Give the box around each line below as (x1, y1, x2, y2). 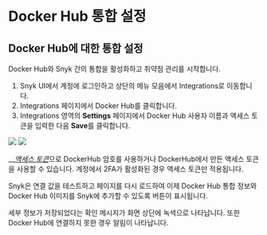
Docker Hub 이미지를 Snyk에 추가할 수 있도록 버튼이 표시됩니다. (8, 191, 209, 200)
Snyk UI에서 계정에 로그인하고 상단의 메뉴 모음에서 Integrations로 (19, 81, 226, 90)
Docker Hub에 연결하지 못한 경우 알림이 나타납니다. (8, 218, 169, 227)
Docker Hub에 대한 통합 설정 (8, 41, 143, 55)
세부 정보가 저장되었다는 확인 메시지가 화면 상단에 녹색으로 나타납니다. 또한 (8, 208, 241, 217)
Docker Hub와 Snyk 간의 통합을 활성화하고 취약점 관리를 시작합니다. (8, 65, 222, 73)
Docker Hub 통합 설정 (8, 7, 147, 25)
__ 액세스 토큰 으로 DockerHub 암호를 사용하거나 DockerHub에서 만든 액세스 (8, 155, 245, 163)
